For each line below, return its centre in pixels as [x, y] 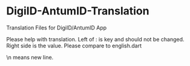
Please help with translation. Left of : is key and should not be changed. [95, 39]
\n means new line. [30, 57]
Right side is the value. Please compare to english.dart [74, 46]
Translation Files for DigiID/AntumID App [57, 28]
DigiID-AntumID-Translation [78, 11]
